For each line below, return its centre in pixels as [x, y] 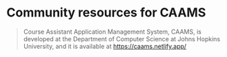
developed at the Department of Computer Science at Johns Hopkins [122, 38]
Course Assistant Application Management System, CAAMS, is [112, 32]
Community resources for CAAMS [106, 13]
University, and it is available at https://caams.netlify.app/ [105, 46]
